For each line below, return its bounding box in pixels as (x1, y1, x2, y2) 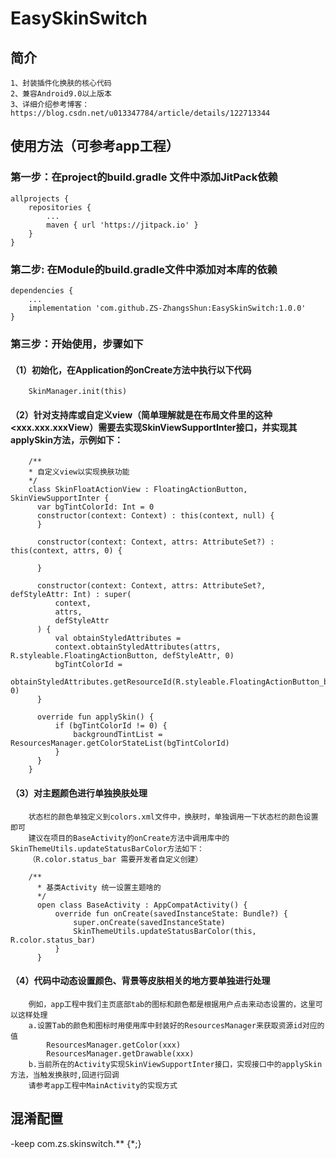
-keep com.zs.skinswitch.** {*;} (10, 1137, 142, 1149)
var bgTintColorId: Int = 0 (36, 502, 155, 512)
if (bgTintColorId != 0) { (54, 721, 168, 731)
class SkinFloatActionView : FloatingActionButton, (28, 485, 248, 495)
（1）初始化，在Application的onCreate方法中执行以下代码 (10, 363, 252, 376)
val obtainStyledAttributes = (54, 633, 182, 644)
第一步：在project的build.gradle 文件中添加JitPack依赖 (10, 170, 278, 184)
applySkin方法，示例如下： (10, 433, 123, 446)
